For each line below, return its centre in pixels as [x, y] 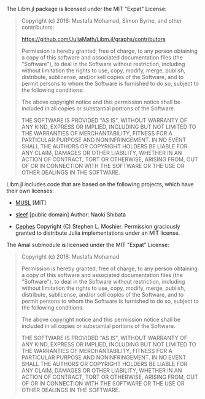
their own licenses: [30, 191]
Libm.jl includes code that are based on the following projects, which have [100, 184]
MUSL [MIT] [31, 203]
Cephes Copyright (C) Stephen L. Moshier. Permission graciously [98, 226]
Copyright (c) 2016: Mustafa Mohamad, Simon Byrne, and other [102, 21]
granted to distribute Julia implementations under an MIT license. [98, 233]
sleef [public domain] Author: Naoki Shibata [71, 215]
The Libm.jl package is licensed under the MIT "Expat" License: [87, 9]
